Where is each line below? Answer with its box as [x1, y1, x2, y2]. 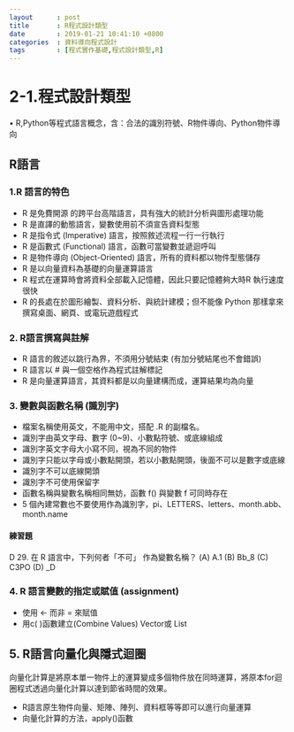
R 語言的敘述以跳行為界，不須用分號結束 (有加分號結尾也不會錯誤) [21, 353, 262, 364]
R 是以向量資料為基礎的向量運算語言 [21, 263, 154, 274]
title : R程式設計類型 [9, 21, 109, 30]
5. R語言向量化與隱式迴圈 [9, 647, 147, 662]
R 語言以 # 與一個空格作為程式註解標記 [21, 365, 163, 375]
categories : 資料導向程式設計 [9, 37, 117, 47]
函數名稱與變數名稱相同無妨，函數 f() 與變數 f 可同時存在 [21, 488, 229, 498]
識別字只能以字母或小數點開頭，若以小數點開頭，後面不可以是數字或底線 [21, 455, 285, 466]
